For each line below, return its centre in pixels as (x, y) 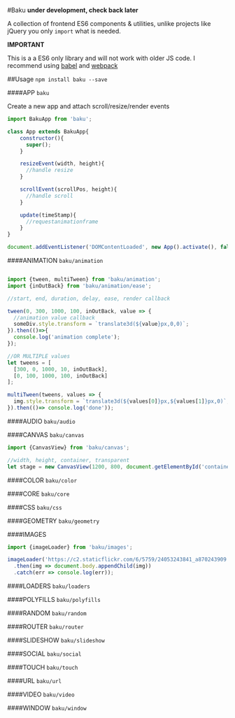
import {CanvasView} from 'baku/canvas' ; (69, 447)
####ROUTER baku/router (45, 626)
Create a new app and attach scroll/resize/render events (88, 106)
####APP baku (28, 93)
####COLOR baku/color (42, 480)
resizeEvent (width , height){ (62, 164)
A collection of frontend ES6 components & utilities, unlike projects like (109, 23)
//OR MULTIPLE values (39, 356)
